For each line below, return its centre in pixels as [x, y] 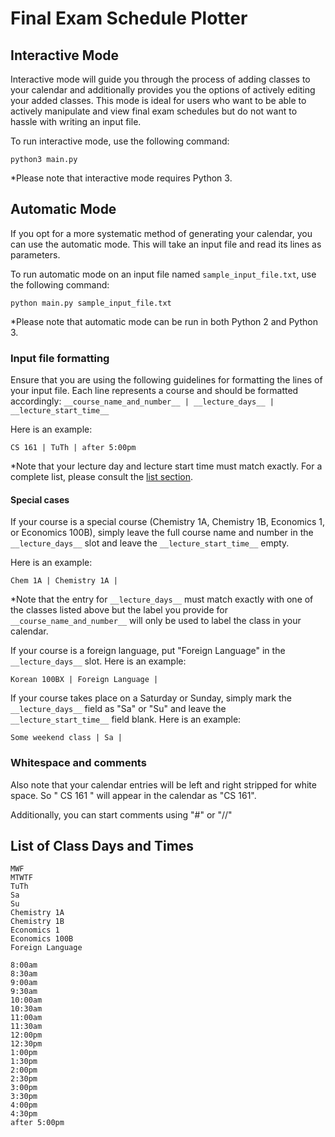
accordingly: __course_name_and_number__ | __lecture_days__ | [142, 401]
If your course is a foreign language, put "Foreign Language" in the [148, 651]
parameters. [35, 254]
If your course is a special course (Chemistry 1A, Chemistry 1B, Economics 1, [168, 522]
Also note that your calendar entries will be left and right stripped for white [163, 784]
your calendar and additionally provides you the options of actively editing [163, 90]
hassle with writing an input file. [76, 121]
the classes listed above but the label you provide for [119, 610]
